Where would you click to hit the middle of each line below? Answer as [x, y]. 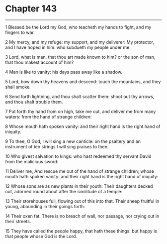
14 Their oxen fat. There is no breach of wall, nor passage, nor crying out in [82, 216]
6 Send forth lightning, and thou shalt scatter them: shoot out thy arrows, [80, 96]
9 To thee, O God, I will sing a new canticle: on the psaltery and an [73, 141]
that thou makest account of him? [40, 62]
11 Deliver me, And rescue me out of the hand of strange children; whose [80, 171]
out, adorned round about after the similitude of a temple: [64, 191]
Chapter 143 [31, 9]
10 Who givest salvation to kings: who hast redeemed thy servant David [78, 156]
